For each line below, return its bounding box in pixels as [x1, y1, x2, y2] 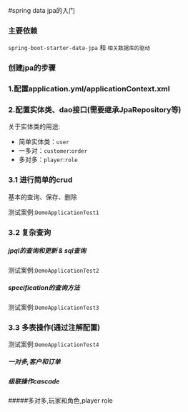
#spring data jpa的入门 [8, 6, 76, 14]
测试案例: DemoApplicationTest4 [8, 340, 99, 348]
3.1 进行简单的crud [8, 175, 73, 185]
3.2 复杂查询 [8, 227, 51, 237]
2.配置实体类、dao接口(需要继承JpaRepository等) [8, 105, 182, 115]
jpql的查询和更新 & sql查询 [8, 246, 86, 255]
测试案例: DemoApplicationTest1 [8, 208, 99, 216]
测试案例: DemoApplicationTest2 [8, 266, 99, 274]
